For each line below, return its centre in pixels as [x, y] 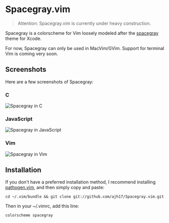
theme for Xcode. [24, 38]
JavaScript [19, 119]
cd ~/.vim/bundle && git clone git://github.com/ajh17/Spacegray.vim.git [85, 197]
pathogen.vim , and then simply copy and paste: [55, 188]
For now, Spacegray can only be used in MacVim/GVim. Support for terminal [85, 48]
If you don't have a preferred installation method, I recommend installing [80, 182]
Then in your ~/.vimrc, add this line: [42, 206]
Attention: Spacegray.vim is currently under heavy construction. [84, 23]
